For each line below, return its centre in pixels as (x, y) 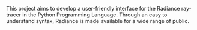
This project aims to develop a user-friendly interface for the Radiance (93, 9)
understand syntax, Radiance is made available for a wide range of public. (98, 21)
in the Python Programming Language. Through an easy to (95, 15)
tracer (14, 15)
